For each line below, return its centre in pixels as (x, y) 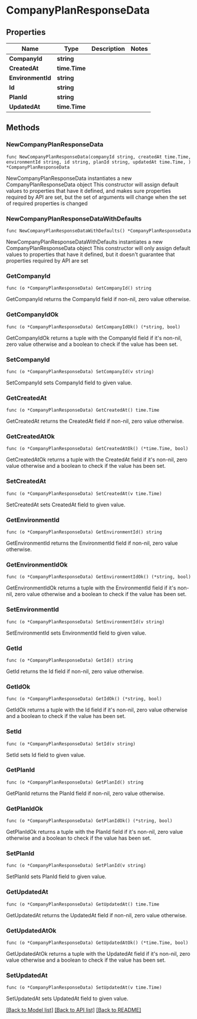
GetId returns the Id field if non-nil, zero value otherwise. (75, 671)
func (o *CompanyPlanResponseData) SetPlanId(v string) (76, 866)
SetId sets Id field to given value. (46, 755)
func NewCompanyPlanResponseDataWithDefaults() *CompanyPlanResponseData (99, 231)
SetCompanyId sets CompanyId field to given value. (69, 383)
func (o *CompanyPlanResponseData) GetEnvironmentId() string (84, 532)
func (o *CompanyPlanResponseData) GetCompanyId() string (79, 288)
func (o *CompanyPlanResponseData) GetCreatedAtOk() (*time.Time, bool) (97, 449)
